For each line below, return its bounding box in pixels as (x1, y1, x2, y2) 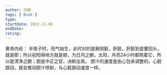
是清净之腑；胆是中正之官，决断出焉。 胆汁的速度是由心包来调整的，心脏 (9, 58, 162, 64)
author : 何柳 (5, 7, 31, 13)
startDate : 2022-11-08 (5, 21, 53, 27)
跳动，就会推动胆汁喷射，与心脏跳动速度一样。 (5, 64, 103, 70)
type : (5, 17, 17, 22)
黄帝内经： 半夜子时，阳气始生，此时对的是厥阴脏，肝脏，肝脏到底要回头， (5, 46, 162, 51)
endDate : (5, 26, 24, 31)
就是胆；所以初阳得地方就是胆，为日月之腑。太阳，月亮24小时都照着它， (5, 52, 157, 58)
